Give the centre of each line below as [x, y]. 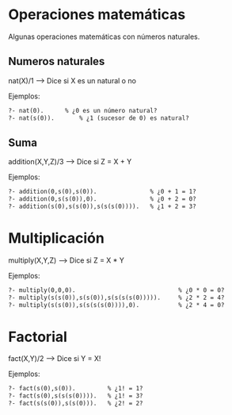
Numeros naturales [57, 61]
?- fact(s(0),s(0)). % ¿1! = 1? [76, 389]
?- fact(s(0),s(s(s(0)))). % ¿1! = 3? [76, 396]
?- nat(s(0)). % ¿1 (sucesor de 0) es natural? [99, 118]
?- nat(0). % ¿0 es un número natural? [83, 110]
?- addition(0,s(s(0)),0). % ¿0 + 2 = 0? [102, 199]
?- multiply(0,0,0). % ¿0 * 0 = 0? [116, 290]
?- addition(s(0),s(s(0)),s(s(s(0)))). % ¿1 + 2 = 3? [102, 207]
